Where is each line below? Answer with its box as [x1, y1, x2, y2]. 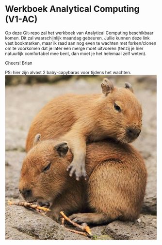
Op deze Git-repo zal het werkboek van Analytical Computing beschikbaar [5, 30, 154, 36]
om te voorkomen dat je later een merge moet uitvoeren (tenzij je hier [5, 45, 144, 51]
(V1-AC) [5, 14, 38, 25]
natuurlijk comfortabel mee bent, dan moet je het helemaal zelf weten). [5, 50, 146, 57]
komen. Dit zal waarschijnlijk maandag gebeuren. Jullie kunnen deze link [5, 35, 150, 41]
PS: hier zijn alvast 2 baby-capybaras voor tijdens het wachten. [5, 69, 131, 75]
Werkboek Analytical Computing [5, 3, 140, 15]
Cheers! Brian [5, 60, 32, 66]
